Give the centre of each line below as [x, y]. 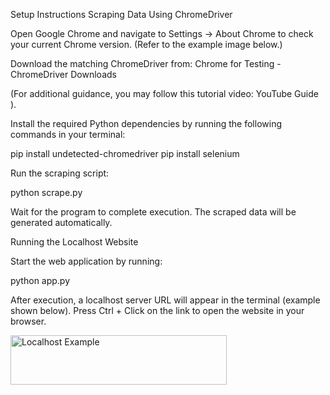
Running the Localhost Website [74, 242]
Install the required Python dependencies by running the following [146, 123]
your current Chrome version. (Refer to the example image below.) [146, 44]
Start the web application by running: [86, 261]
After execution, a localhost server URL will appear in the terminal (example [165, 300]
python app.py [40, 280]
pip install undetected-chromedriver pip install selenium [125, 153]
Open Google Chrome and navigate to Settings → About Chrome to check [162, 33]
